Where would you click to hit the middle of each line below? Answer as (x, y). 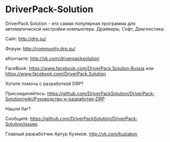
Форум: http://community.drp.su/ (40, 48)
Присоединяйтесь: (26, 93)
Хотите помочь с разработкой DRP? (44, 83)
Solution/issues (21, 124)
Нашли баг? (18, 108)
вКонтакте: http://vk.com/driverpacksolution (52, 58)
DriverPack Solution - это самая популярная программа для (70, 23)
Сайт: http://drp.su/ (26, 39)
